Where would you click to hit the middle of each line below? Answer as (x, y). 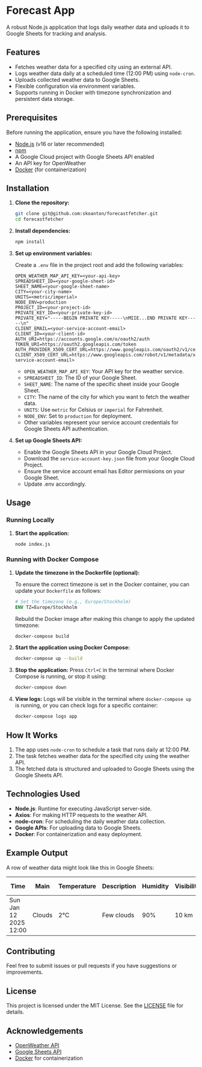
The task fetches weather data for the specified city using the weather (102, 756)
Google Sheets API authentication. (66, 429)
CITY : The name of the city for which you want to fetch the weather (107, 397)
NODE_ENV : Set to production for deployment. (78, 416)
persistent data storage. (44, 99)
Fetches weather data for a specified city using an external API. (93, 67)
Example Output (37, 853)
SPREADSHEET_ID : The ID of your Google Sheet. (80, 378)
